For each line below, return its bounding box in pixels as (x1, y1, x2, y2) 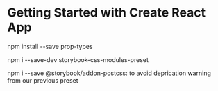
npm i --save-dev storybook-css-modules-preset (7, 55, 149, 63)
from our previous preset (7, 76, 78, 84)
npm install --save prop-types (7, 42, 93, 50)
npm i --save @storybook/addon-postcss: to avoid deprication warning (7, 69, 212, 77)
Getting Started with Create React (7, 5, 206, 21)
